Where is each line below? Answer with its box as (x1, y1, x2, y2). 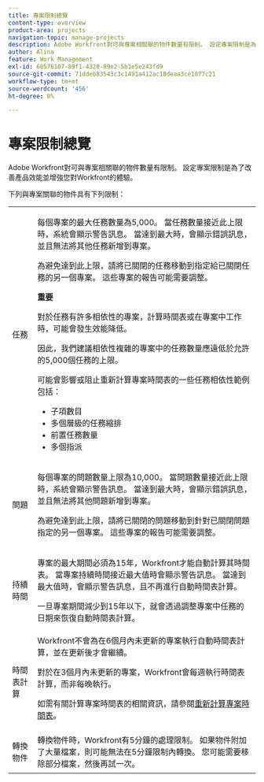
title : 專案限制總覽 (8, 11, 68, 20)
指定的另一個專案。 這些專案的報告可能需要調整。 (37, 527, 221, 538)
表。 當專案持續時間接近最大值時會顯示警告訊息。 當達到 (37, 569, 246, 580)
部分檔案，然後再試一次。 (45, 758, 140, 769)
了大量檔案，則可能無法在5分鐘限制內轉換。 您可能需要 (37, 747, 241, 758)
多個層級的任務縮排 (50, 418, 122, 429)
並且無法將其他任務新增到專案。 (37, 241, 156, 252)
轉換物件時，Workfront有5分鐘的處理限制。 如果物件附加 (37, 735, 247, 746)
